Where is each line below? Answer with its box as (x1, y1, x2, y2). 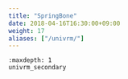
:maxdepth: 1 (8, 56, 52, 64)
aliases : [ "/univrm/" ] (8, 34, 85, 43)
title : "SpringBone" (8, 11, 78, 20)
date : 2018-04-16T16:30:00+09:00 (8, 19, 121, 27)
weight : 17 (8, 27, 45, 35)
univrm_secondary (8, 64, 67, 72)
